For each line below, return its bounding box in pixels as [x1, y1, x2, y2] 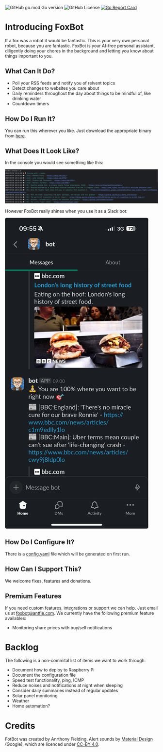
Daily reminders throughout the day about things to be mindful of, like [12, 90, 151, 96]
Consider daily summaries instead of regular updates [12, 687, 118, 694]
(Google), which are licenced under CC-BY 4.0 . [5, 741, 99, 747]
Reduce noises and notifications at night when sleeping [12, 683, 123, 688]
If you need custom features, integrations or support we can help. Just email [5, 605, 158, 611]
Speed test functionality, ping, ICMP [12, 677, 84, 683]
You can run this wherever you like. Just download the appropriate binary [5, 128, 152, 134]
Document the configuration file [12, 672, 76, 678]
